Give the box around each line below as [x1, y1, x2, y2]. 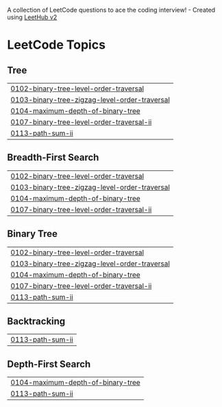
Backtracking [7, 316, 66, 327]
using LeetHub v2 [7, 13, 58, 21]
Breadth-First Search [7, 152, 99, 163]
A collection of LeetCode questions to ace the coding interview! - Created [7, 6, 216, 14]
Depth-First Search [7, 358, 91, 370]
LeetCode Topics [7, 37, 106, 53]
